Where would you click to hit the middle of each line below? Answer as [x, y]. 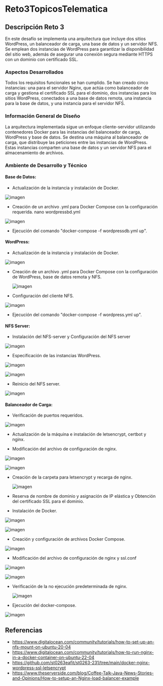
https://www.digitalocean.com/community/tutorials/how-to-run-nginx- [83, 652]
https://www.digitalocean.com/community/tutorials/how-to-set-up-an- [83, 642]
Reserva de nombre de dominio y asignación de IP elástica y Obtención [84, 496]
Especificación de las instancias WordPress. [56, 356]
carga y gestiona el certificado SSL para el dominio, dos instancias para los [81, 93]
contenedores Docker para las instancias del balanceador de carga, [73, 132]
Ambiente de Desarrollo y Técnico [46, 165]
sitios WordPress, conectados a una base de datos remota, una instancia [78, 98]
